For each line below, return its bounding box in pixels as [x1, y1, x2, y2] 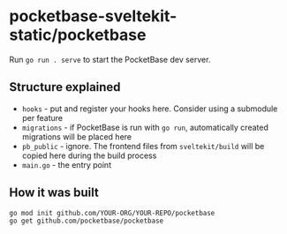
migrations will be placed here [21, 131, 132, 142]
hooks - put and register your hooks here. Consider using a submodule [21, 103, 278, 114]
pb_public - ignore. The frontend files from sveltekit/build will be [21, 140, 265, 151]
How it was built [9, 185, 99, 200]
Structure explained [9, 79, 121, 94]
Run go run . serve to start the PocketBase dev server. [9, 54, 211, 64]
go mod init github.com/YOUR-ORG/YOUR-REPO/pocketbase [9, 208, 215, 217]
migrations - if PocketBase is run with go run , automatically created [21, 122, 269, 132]
